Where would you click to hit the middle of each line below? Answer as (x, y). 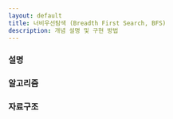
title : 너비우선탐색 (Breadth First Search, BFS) (87, 23)
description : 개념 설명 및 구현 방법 (63, 30)
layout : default (35, 16)
